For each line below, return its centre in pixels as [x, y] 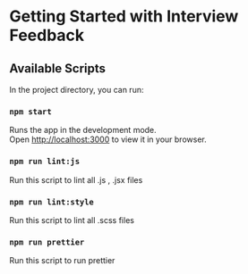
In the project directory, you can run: [77, 90]
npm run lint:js [45, 162]
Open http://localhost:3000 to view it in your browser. [108, 139]
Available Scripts [57, 68]
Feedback [47, 35]
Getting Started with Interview [124, 17]
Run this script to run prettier [62, 261]
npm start [30, 112]
